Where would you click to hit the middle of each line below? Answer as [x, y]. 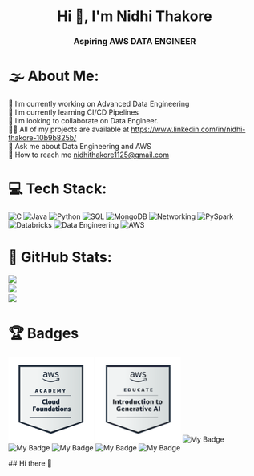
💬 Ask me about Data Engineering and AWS [80, 147]
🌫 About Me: [54, 76]
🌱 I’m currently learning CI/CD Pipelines [73, 112]
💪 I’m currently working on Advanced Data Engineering [99, 104]
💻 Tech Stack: [58, 189]
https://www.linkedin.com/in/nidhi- [188, 129]
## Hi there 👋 [30, 463]
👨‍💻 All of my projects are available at [69, 129]
